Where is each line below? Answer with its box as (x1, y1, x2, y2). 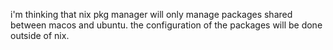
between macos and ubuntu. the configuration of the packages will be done (10, 19, 323, 31)
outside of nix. (10, 30, 70, 41)
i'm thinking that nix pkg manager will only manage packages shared (10, 9, 293, 20)
